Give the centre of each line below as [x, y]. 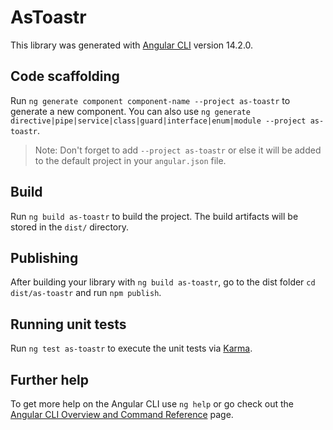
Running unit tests [68, 324]
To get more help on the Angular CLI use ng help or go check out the [152, 404]
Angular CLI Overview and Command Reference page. [122, 414]
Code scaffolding [65, 76]
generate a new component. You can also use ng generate [130, 111]
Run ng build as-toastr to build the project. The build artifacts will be [154, 216]
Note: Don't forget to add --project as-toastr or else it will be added [178, 150]
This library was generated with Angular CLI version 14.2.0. [132, 45]
